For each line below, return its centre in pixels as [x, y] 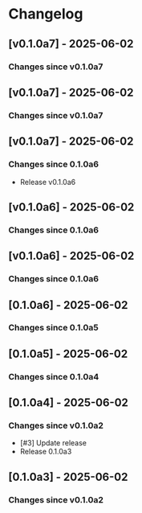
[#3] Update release [53, 443]
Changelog [46, 14]
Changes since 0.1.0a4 [54, 376]
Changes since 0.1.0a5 [53, 328]
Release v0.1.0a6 [48, 182]
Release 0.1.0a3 [46, 452]
